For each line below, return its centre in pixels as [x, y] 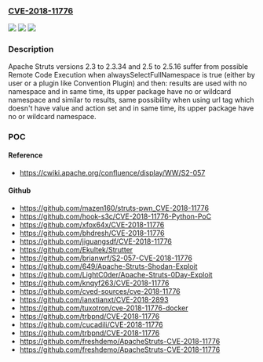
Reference [26, 155]
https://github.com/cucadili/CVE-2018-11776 [91, 324]
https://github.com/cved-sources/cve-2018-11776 [100, 291]
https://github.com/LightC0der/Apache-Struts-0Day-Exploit [116, 274]
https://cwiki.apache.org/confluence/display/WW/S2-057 [112, 172]
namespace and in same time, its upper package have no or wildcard [120, 91]
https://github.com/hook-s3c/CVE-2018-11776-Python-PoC [115, 216]
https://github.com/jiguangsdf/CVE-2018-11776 [96, 241]
